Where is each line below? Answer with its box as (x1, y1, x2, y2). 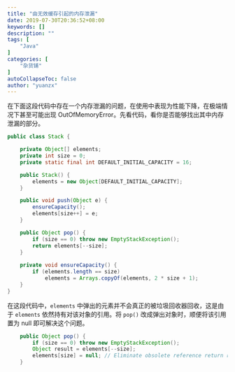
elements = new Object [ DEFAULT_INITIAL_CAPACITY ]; (32, 178, 183, 185)
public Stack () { (20, 171, 71, 178)
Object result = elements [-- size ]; (32, 345, 136, 353)
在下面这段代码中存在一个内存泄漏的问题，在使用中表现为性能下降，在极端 (7, 102, 222, 110)
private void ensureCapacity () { (20, 262, 117, 269)
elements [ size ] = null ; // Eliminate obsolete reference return (32, 352, 224, 359)
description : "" (7, 29, 55, 37)
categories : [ (7, 56, 49, 63)
